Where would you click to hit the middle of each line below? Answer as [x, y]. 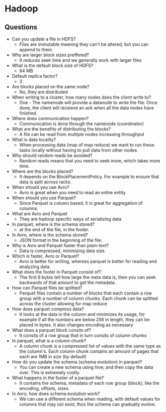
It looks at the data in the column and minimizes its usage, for [82, 314]
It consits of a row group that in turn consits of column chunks [83, 335]
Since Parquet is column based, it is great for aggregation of [81, 203]
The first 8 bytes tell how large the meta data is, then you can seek [87, 277]
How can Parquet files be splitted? [47, 288]
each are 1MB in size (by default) [53, 356]
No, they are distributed [43, 92]
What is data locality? [34, 139]
